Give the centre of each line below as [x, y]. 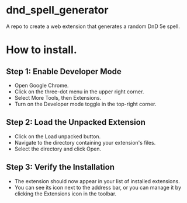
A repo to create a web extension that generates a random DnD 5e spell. [93, 26]
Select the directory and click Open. [58, 149]
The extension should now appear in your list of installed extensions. [97, 181]
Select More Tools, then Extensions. [58, 97]
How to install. [41, 50]
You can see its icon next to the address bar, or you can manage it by [98, 187]
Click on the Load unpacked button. [58, 136]
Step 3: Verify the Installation [60, 167]
